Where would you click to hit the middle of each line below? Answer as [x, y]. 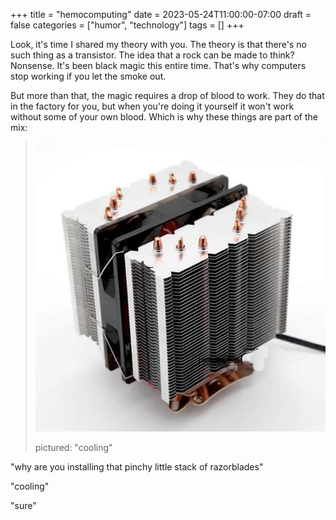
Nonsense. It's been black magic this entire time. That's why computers [158, 65]
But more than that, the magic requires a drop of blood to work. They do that [167, 95]
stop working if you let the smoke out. [88, 76]
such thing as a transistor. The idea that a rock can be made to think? [152, 55]
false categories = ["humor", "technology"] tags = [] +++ [127, 25]
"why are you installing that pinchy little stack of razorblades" [137, 467]
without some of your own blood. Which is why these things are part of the [164, 117]
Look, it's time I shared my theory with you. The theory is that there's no [158, 44]
